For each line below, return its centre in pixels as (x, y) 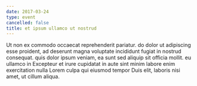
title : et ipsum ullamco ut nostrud (51, 28)
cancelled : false (28, 23)
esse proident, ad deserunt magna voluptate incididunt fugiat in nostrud (94, 52)
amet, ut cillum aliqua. (33, 77)
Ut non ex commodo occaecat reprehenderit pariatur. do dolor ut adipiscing (99, 45)
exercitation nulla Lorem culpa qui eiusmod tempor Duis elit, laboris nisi (93, 70)
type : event (21, 17)
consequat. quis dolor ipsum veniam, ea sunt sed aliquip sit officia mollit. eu (99, 58)
